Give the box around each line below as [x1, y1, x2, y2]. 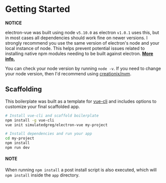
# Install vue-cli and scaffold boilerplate [5, 113, 99, 118]
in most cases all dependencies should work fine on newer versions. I [5, 35, 148, 41]
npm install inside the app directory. [5, 172, 80, 178]
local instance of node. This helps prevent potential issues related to [5, 45, 145, 51]
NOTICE [5, 20, 22, 26]
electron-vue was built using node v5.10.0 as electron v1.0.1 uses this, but [5, 29, 160, 35]
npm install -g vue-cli [5, 118, 55, 122]
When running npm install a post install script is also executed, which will [5, 167, 157, 173]
